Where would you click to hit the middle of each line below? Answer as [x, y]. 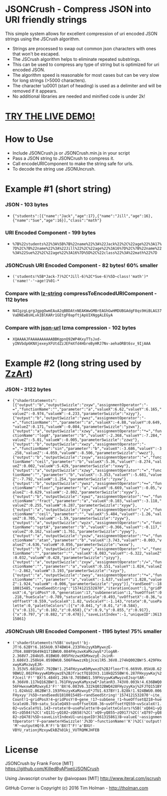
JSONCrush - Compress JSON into [78, 9]
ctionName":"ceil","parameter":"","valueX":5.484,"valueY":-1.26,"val [87, 514]
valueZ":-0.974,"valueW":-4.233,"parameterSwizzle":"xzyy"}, [77, 414]
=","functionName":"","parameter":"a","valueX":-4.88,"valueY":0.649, [87, 422]
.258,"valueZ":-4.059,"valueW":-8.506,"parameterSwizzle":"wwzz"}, [83, 453]
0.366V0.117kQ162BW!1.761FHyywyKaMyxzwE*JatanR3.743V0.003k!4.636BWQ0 [87, 682]
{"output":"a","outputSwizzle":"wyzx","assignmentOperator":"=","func [87, 523]
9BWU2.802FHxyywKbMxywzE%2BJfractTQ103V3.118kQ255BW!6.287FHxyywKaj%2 [87, 673]
